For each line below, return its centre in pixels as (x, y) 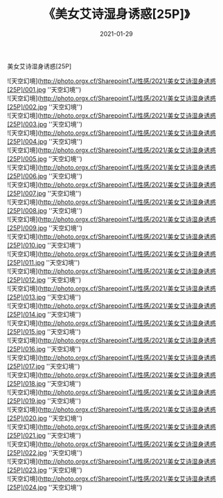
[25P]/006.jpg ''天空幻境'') (45, 176)
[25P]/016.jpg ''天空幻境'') (44, 349)
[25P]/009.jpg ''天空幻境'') (45, 228)
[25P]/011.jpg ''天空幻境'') (44, 262)
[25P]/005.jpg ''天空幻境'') (45, 158)
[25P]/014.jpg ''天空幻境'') (44, 314)
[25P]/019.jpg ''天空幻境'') (44, 400)
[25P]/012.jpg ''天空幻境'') (44, 279)
